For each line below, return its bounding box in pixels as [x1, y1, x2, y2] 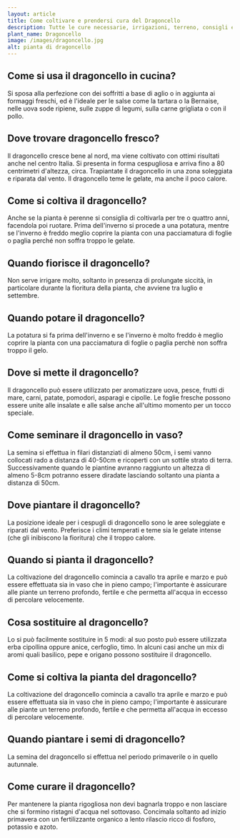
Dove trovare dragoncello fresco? [7, 133, 160, 145]
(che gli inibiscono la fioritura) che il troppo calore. [7, 533, 156, 542]
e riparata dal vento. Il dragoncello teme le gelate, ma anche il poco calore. [7, 174, 227, 183]
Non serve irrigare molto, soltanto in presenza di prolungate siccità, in [7, 276, 213, 285]
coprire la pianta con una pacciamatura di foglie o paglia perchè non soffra [7, 338, 227, 347]
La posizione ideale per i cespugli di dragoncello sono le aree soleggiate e [7, 518, 226, 527]
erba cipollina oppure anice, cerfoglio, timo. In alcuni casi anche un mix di [7, 643, 224, 652]
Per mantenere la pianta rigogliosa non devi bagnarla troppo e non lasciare [7, 799, 227, 808]
